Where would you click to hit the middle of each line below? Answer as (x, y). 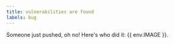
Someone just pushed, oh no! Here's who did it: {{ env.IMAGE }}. (87, 34)
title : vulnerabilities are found (50, 12)
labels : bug (21, 17)
